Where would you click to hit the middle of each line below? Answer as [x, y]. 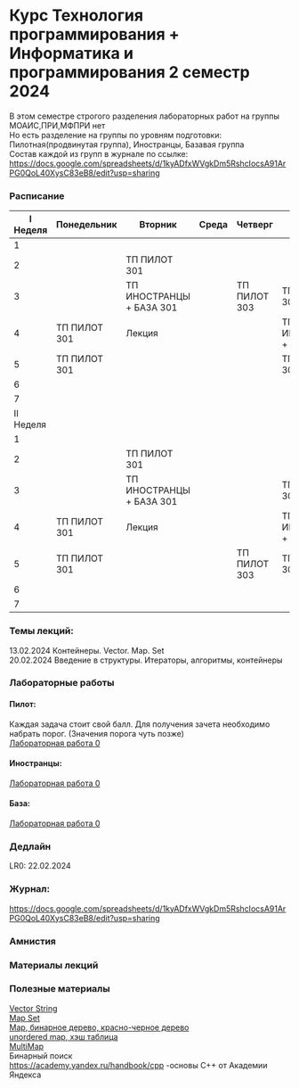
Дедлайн [30, 846]
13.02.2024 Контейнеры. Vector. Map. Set [87, 650]
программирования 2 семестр [130, 73]
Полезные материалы [60, 989]
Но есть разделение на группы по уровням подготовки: [116, 135]
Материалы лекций [54, 965]
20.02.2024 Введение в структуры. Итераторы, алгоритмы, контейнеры [146, 660]
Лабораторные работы [62, 683]
